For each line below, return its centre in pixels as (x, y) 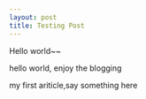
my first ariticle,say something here (73, 85)
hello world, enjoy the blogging (65, 68)
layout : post (33, 17)
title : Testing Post (47, 26)
